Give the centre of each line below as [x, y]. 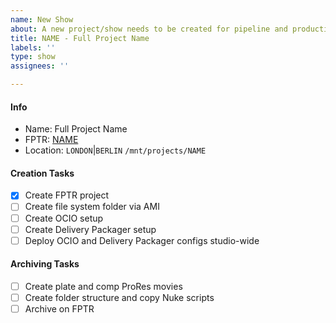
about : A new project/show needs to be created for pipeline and [149, 29]
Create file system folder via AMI [92, 207]
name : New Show [42, 19]
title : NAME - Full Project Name [80, 38]
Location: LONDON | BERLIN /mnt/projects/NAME [115, 150]
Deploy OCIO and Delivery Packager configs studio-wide [142, 240]
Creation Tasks [42, 173]
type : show [33, 57]
